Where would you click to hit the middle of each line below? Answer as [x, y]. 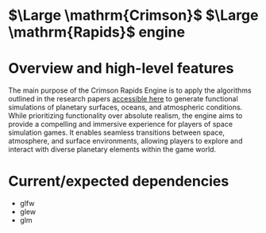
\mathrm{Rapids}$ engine [96, 32]
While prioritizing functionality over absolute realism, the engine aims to [125, 116]
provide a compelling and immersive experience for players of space [120, 124]
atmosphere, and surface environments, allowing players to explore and [125, 141]
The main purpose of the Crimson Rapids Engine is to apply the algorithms [130, 90]
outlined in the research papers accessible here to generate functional [123, 99]
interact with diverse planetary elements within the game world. [112, 150]
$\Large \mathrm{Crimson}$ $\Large [133, 15]
